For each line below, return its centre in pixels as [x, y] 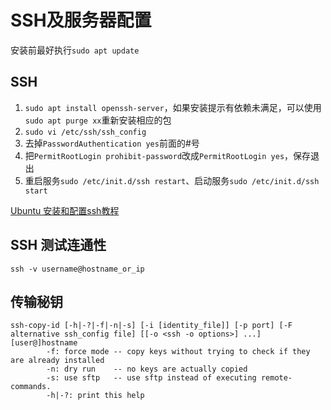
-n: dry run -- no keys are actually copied [147, 369]
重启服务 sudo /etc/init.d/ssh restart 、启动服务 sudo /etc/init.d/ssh [172, 180]
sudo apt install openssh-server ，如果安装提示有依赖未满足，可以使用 [173, 107]
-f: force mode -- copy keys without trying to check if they [178, 352]
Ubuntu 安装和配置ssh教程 [65, 210]
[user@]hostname [44, 343]
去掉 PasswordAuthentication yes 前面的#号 [112, 143]
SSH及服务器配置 [81, 20]
